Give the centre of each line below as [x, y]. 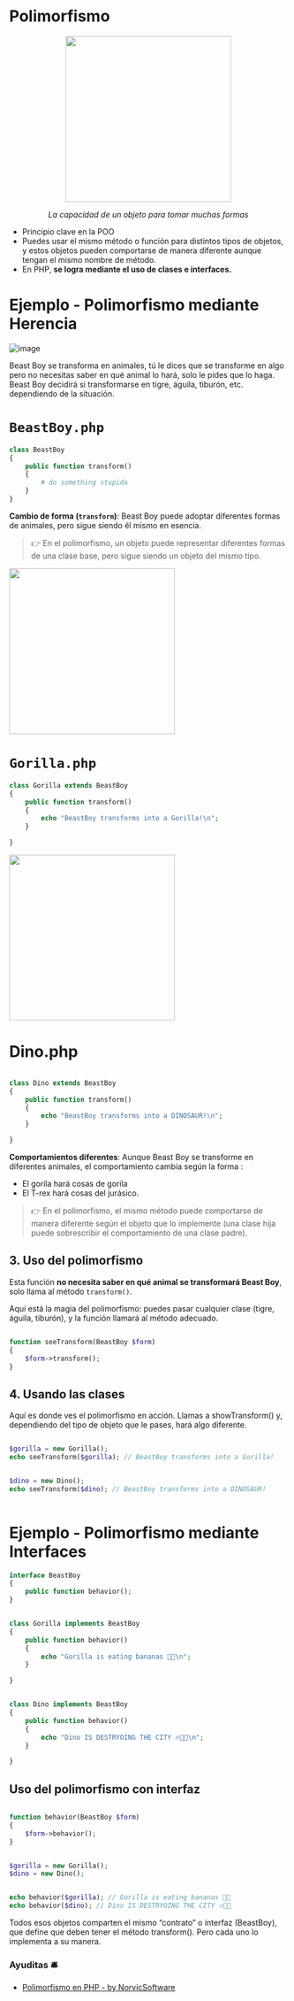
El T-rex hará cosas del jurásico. [80, 1193]
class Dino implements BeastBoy [68, 1705]
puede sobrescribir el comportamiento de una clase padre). [139, 1233]
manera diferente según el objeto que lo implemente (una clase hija [153, 1224]
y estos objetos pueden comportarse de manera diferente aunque [142, 250]
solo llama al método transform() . [71, 1291]
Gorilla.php [53, 763]
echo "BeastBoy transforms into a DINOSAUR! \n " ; [132, 1116]
